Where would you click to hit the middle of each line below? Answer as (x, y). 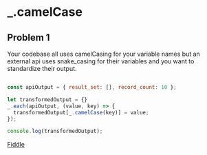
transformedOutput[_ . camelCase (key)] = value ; (81, 112)
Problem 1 (29, 38)
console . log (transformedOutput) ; (55, 132)
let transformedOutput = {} (47, 100)
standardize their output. (42, 69)
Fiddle (16, 145)
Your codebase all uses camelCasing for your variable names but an (104, 54)
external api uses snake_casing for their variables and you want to (101, 61)
